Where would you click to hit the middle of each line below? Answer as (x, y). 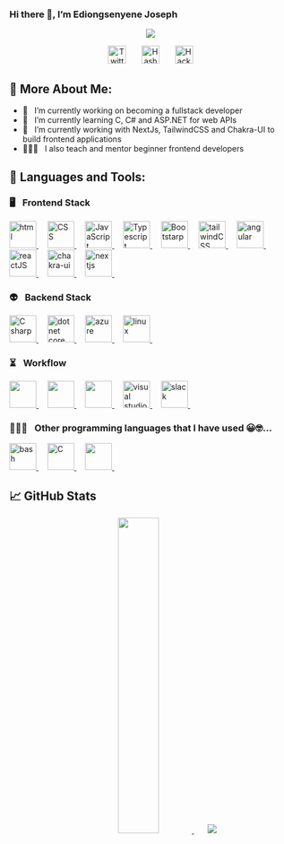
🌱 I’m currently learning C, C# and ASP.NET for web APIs (129, 120)
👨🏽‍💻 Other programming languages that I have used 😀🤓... (141, 428)
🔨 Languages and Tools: (77, 177)
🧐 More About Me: (61, 89)
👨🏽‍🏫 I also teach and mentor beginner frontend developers (133, 149)
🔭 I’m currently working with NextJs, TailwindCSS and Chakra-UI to (148, 130)
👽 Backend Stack (50, 297)
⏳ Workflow (38, 363)
